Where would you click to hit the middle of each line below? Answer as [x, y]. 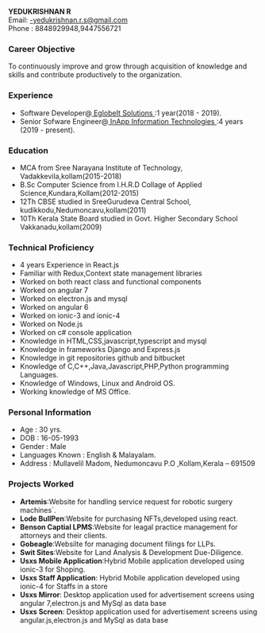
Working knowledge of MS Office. [75, 392]
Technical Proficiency [51, 248]
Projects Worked [41, 484]
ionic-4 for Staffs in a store [64, 586]
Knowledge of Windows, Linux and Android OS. [98, 383]
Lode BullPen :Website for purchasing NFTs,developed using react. [129, 518]
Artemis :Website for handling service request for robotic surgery [126, 502]
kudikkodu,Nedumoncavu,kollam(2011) [83, 209]
